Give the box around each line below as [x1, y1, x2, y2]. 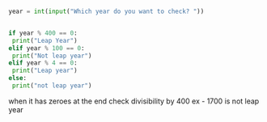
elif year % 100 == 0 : [8, 44, 85, 53]
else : [8, 74, 27, 82]
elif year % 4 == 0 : [8, 59, 78, 67]
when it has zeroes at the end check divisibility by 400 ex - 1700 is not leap [8, 96, 260, 106]
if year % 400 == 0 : [8, 29, 78, 37]
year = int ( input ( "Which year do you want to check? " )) [8, 7, 205, 15]
